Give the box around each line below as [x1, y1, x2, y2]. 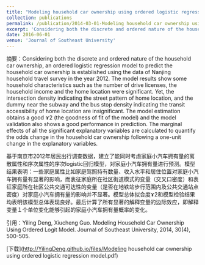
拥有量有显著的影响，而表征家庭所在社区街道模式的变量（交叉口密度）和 [11, 176, 193, 182]
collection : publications [6, 15, 72, 21]
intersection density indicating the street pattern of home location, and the [6, 94, 193, 102]
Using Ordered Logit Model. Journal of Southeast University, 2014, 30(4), [6, 226, 191, 233]
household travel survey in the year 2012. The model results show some [6, 75, 187, 82]
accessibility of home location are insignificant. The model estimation [6, 108, 181, 114]
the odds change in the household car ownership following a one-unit [6, 133, 181, 141]
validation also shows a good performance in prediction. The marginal [6, 121, 182, 127]
